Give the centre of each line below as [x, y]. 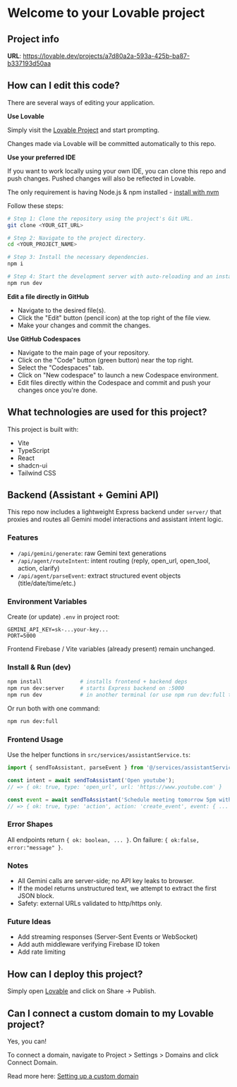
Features [23, 538]
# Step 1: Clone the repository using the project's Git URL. [101, 219]
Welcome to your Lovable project [106, 13]
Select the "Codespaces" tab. [61, 368]
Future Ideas [29, 922]
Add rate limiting [41, 952]
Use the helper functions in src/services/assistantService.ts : [99, 755]
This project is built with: [43, 429]
